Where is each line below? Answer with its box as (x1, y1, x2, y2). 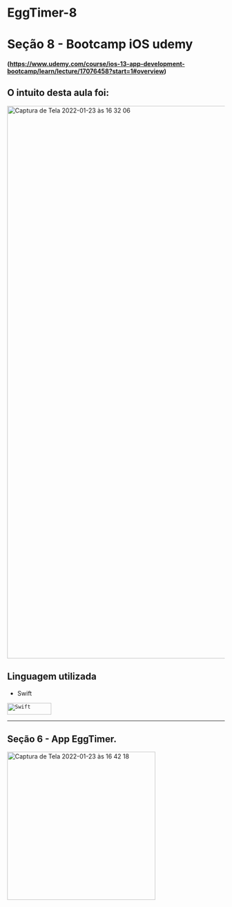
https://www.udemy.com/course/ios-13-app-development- (9, 59, 185, 68)
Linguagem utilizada (7, 671, 97, 682)
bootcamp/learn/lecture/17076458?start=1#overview (7, 67, 164, 75)
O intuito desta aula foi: (7, 87, 109, 99)
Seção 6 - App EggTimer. (7, 733, 117, 745)
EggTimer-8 (7, 5, 77, 21)
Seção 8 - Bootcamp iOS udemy (7, 37, 193, 52)
